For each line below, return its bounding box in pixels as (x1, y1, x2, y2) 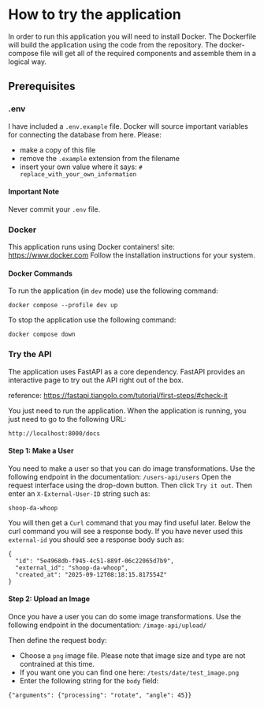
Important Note (8, 187, 60, 197)
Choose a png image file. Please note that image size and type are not (19, 651, 246, 660)
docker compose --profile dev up (8, 302, 118, 310)
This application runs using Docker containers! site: (8, 243, 175, 252)
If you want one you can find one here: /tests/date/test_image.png (19, 668, 240, 677)
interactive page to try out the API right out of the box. (8, 375, 184, 385)
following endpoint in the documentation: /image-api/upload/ (8, 620, 207, 630)
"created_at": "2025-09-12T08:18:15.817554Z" (15, 570, 168, 578)
